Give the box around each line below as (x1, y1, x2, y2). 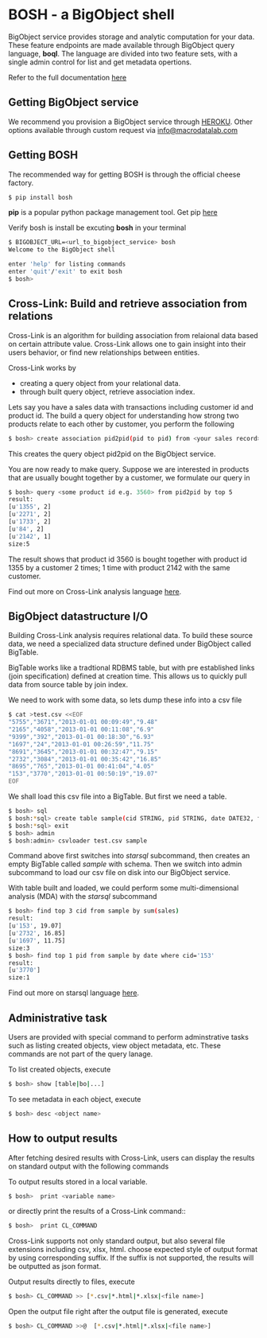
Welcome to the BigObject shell (8, 246, 115, 254)
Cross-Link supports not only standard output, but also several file (8, 1236, 226, 1246)
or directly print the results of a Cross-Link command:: (8, 1207, 187, 1216)
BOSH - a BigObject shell (8, 6, 175, 24)
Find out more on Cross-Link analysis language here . (8, 586, 182, 596)
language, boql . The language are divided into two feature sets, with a (8, 49, 238, 58)
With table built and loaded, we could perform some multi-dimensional (8, 883, 239, 893)
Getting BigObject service (8, 95, 139, 109)
